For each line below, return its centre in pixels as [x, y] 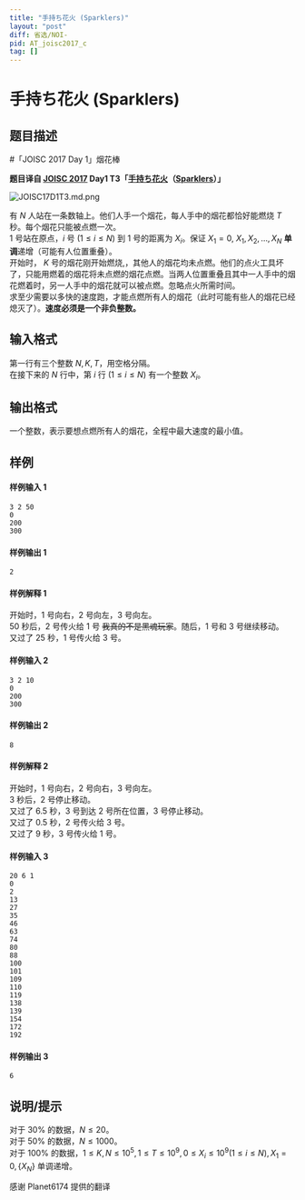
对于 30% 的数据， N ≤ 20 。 [62, 1130]
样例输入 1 [28, 487]
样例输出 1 [28, 552]
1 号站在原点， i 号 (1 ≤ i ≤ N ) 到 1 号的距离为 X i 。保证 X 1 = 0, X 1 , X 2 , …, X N [146, 239]
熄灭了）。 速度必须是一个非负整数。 [75, 308]
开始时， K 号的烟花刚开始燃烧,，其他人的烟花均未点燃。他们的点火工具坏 [147, 262]
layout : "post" [38, 26]
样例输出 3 [29, 1056]
